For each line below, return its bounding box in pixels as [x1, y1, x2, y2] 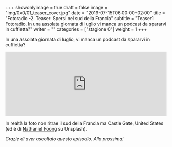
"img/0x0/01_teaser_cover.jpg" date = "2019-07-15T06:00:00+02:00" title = [5, 10, 165, 16]
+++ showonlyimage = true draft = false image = [5, 5, 108, 10]
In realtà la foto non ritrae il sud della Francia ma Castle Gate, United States [5, 120, 164, 126]
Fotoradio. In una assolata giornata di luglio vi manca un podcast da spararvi [5, 21, 166, 27]
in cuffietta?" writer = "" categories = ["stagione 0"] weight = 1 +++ [5, 26, 147, 32]
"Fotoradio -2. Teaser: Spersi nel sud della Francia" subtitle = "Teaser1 [5, 15, 154, 21]
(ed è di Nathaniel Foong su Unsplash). [5, 126, 88, 132]
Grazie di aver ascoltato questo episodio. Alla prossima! [5, 136, 124, 142]
